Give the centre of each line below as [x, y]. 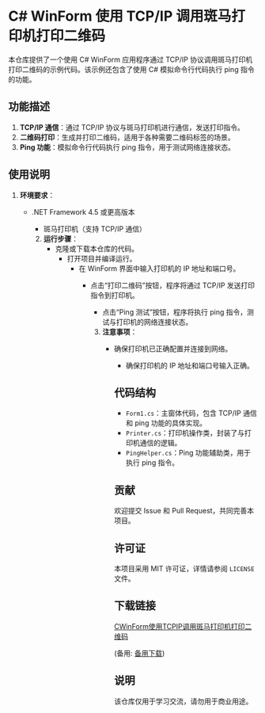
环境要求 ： [37, 195]
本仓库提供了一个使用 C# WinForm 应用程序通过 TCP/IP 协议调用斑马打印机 [131, 59]
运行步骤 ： [61, 238]
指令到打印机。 [115, 295]
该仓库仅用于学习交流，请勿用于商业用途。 [184, 701]
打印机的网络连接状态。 [154, 322]
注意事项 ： [120, 332]
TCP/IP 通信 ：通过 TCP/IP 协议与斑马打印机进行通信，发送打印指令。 [132, 127]
